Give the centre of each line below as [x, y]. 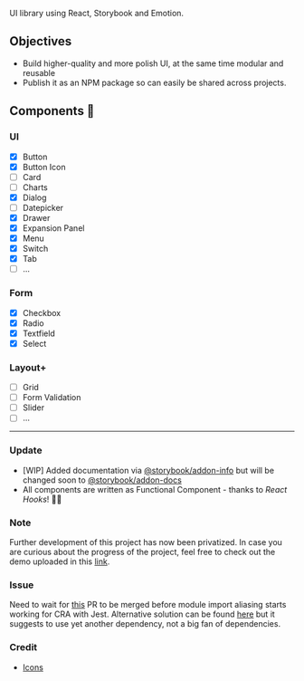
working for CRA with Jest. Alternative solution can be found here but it [142, 614]
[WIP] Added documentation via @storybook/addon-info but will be [148, 470]
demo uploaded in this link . [60, 561]
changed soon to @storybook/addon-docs [102, 480]
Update [26, 450]
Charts [35, 187]
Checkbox [42, 312]
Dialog [34, 197]
